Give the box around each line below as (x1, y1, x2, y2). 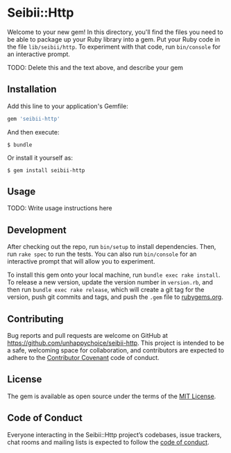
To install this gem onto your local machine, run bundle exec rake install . (7, 271, 221, 279)
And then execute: (7, 128, 60, 136)
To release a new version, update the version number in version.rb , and (7, 278, 214, 287)
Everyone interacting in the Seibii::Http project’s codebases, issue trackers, (7, 430, 222, 438)
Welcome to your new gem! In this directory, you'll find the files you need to (7, 28, 223, 36)
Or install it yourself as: (7, 153, 73, 162)
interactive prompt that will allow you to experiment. (7, 257, 155, 266)
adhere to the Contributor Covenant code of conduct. (7, 354, 160, 362)
